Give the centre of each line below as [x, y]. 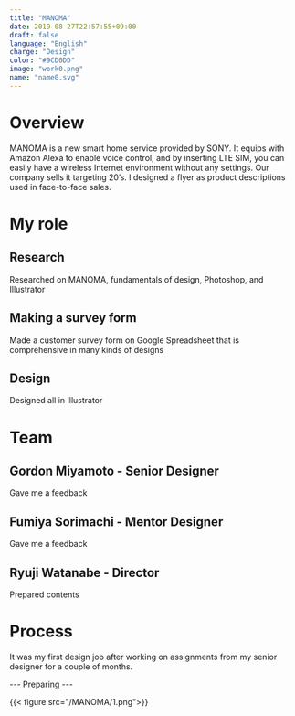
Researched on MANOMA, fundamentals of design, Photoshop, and [137, 279]
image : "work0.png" [47, 69]
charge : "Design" [42, 52]
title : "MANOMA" [40, 18]
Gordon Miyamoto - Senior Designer [114, 470]
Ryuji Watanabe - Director [84, 572]
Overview [47, 122]
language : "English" [49, 43]
